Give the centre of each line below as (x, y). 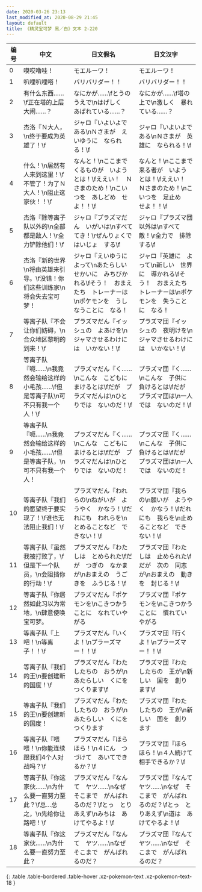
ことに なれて (95, 613)
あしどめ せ (110, 198)
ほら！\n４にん (95, 749)
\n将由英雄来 (41, 270)
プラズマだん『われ (101, 491)
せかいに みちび (98, 274)
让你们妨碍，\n (44, 331)
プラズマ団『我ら (163, 491)
